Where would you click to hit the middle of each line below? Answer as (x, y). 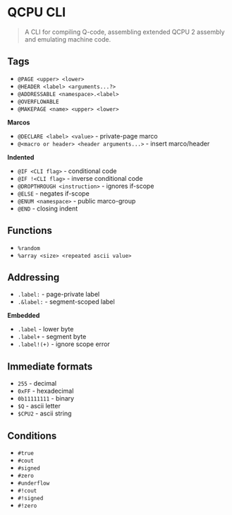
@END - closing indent (48, 208)
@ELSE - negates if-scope (53, 193)
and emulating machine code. (68, 39)
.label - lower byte (45, 329)
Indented (21, 157)
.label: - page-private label (59, 295)
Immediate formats (50, 366)
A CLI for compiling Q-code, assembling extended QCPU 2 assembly (124, 32)
